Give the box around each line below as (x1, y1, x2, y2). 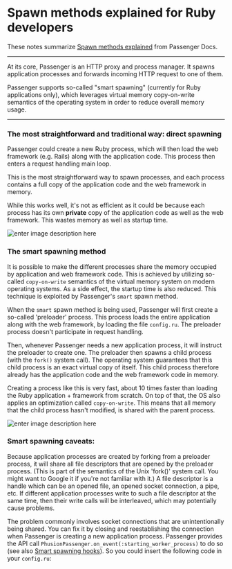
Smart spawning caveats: (7, 437, 95, 446)
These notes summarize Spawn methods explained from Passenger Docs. (7, 42, 218, 51)
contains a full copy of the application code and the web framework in (7, 180, 206, 189)
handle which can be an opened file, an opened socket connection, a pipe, (7, 482, 220, 490)
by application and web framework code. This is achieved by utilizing (7, 270, 204, 278)
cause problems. (7, 504, 55, 512)
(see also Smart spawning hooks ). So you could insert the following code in (7, 546, 222, 555)
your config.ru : (7, 554, 52, 562)
